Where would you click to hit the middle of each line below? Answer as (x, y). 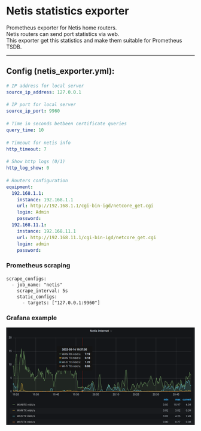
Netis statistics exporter (68, 11)
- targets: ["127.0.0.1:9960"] (61, 303)
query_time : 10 (25, 130)
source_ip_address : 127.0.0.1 (44, 92)
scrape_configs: (26, 279)
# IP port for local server (41, 105)
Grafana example (32, 318)
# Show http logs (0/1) (36, 162)
